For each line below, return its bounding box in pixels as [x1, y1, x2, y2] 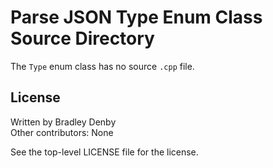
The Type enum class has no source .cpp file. [10, 60, 195, 72]
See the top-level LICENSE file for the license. [10, 146, 199, 158]
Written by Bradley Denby [10, 116, 117, 128]
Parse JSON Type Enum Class [10, 6, 263, 29]
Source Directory [10, 27, 155, 50]
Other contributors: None [10, 126, 114, 138]
